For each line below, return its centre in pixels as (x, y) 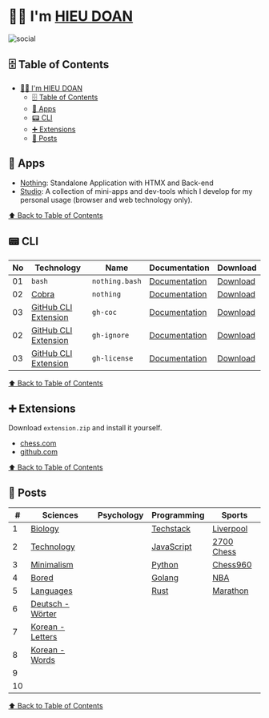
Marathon (230, 591)
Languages (52, 591)
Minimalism (52, 565)
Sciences (60, 515)
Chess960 (232, 565)
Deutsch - (50, 604)
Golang (165, 578)
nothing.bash (116, 281)
